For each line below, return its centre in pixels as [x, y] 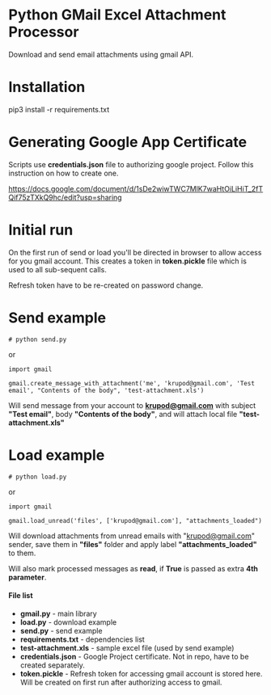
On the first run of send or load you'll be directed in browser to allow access [135, 252]
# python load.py [38, 477]
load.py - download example [68, 622]
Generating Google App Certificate [128, 142]
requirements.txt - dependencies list [83, 639]
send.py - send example [61, 630]
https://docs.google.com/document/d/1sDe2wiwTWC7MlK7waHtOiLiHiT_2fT [136, 188]
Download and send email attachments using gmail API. [101, 54]
